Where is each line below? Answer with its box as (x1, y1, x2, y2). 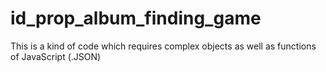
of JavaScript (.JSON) (10, 50, 102, 62)
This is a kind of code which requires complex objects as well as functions (10, 40, 317, 52)
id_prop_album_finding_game (10, 7, 262, 30)
